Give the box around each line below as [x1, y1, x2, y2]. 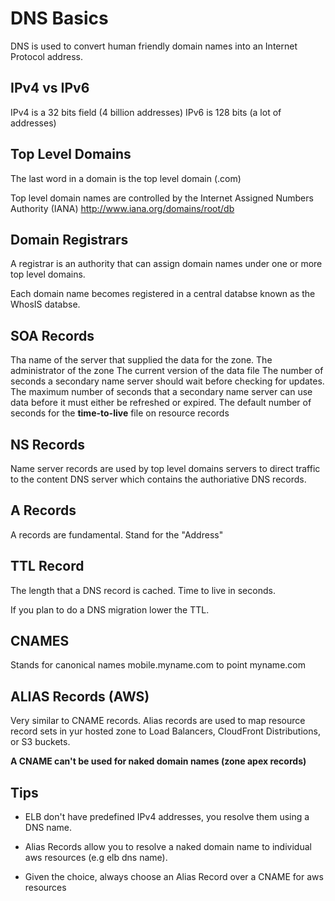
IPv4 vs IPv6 [10, 80, 90, 97]
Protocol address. [10, 50, 83, 62]
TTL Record [10, 558, 85, 575]
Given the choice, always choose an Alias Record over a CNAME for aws [24, 871, 324, 883]
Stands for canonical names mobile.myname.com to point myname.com [10, 659, 306, 671]
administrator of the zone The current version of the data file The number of [10, 365, 324, 377]
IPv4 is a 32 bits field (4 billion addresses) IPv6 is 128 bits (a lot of [10, 106, 282, 118]
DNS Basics [10, 7, 109, 30]
